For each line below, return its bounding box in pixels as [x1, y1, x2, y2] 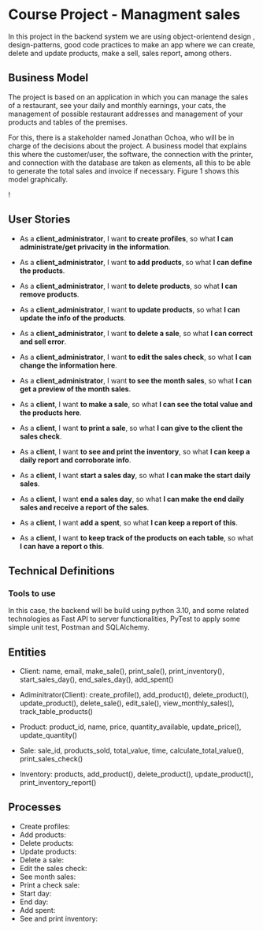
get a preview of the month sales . [19, 384, 131, 394]
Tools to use [8, 588, 57, 599]
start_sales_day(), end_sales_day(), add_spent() [19, 675, 174, 684]
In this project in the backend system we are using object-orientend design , [8, 32, 256, 41]
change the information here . [19, 361, 118, 370]
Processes [8, 801, 61, 814]
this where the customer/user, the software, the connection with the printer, [8, 149, 254, 159]
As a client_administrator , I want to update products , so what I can [19, 305, 240, 314]
